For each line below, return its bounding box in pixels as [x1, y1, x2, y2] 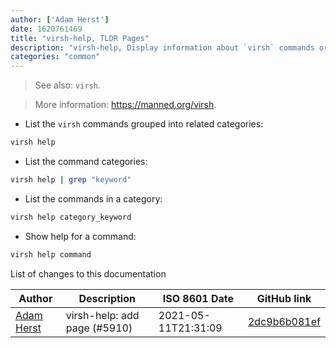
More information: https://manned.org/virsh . [34, 99, 217, 111]
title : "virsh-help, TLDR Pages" [10, 33, 150, 43]
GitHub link [256, 291, 312, 305]
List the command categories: [24, 156, 148, 167]
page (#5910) [65, 321, 133, 335]
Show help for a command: [24, 230, 137, 242]
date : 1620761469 [10, 24, 83, 34]
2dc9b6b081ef [247, 314, 321, 328]
